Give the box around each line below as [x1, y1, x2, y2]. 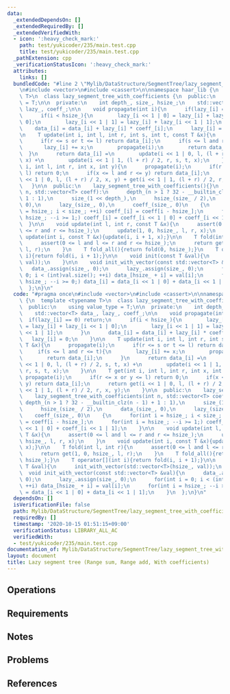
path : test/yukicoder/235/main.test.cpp [19, 42, 136, 49]
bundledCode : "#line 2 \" [13, 80, 88, 87]
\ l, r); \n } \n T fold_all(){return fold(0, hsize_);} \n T [19, 246, 219, 253]
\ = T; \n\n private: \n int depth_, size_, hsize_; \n [19, 100, 186, 106]
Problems [7, 654, 49, 666]
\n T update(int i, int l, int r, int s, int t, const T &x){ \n [19, 131, 216, 138]
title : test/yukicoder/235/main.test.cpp [19, 49, 139, 56]
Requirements [7, 608, 68, 619]
